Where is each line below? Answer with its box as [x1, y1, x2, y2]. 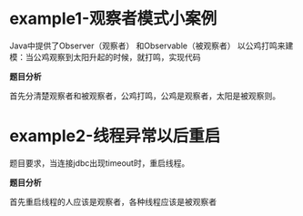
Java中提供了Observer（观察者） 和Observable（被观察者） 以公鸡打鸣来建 [9, 40, 294, 51]
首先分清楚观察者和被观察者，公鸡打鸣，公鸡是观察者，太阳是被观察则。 [9, 90, 280, 101]
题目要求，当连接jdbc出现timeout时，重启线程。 [9, 157, 190, 169]
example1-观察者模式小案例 [9, 8, 217, 29]
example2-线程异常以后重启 [9, 126, 221, 147]
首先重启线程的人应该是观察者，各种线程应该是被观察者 [9, 196, 217, 207]
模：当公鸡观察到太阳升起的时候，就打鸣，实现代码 [9, 51, 201, 62]
